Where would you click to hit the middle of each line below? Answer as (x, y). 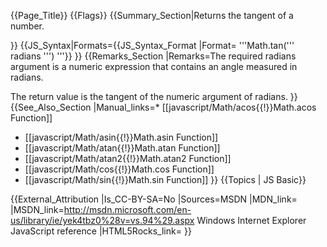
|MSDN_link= (37, 209)
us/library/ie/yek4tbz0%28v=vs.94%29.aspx (102, 220)
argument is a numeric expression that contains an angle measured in (154, 66)
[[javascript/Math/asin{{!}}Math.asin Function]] (121, 137)
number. (27, 26)
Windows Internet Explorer (251, 220)
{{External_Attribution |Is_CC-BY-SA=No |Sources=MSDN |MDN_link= (154, 199)
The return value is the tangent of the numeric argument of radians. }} (154, 96)
